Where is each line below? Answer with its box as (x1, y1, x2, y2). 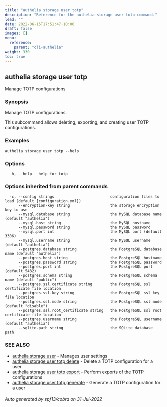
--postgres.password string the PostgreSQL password (18, 260, 162, 265)
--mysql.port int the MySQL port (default (18, 229, 162, 234)
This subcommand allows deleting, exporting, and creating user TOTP (5, 119, 149, 125)
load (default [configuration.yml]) (5, 199, 81, 204)
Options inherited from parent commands (5, 183, 108, 190)
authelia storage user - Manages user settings (12, 353, 108, 359)
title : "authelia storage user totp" (5, 7, 84, 13)
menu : (5, 36, 16, 41)
